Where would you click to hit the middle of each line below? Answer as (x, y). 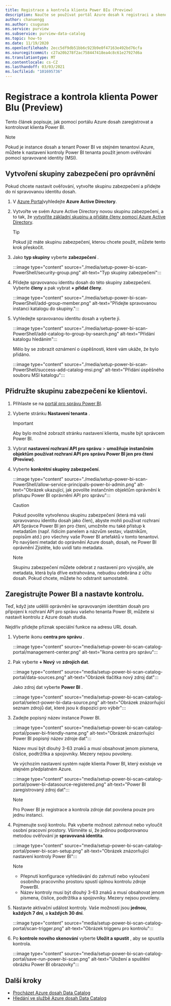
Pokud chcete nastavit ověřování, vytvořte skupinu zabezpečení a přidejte (83, 186)
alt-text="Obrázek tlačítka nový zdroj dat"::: (113, 677)
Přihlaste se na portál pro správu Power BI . (58, 403)
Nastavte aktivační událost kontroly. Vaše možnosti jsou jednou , (80, 908)
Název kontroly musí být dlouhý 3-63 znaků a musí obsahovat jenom (92, 892)
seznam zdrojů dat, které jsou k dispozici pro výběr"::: (69, 708)
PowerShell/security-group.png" (47, 272)
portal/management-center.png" (47, 652)
